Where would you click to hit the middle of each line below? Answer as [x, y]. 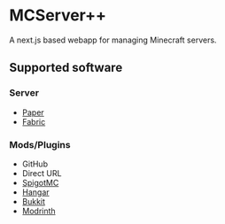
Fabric [34, 121]
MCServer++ [58, 15]
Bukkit [34, 201]
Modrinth [39, 211]
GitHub [35, 164]
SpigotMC [40, 182]
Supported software [66, 68]
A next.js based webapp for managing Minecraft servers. [113, 40]
